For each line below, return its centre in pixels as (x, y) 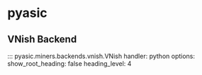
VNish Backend (42, 39)
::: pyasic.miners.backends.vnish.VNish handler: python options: (101, 56)
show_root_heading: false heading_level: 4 (69, 64)
